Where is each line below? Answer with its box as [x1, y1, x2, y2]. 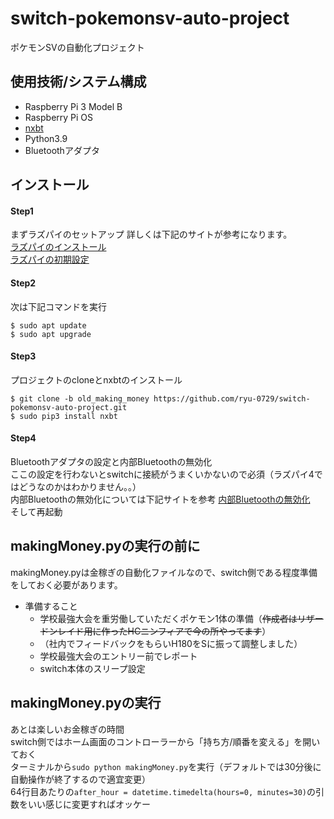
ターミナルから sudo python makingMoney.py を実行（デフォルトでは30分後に [10, 760, 322, 772]
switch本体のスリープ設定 [39, 662, 146, 674]
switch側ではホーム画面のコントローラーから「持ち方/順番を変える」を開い [10, 735, 321, 747]
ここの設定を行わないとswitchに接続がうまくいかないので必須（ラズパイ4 [10, 468, 315, 480]
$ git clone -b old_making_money [10, 393, 150, 404]
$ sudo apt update [10, 320, 87, 331]
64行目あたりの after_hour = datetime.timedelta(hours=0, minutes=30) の [10, 785, 316, 797]
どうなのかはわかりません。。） [18, 480, 142, 492]
